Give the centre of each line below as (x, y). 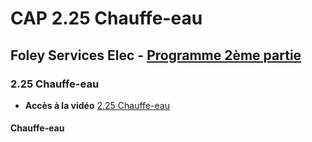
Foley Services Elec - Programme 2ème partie (156, 55)
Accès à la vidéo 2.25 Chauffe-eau (97, 105)
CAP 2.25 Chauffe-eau (106, 18)
